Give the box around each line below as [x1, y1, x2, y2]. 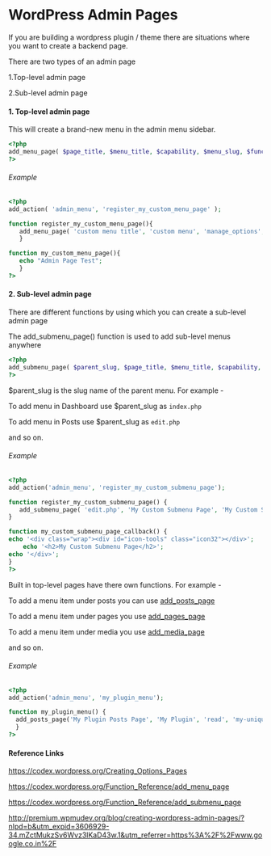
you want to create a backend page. [8, 40, 128, 50]
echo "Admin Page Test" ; [19, 257, 103, 265]
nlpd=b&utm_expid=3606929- [8, 822, 110, 832]
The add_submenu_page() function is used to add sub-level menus [8, 331, 231, 341]
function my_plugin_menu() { [8, 708, 106, 716]
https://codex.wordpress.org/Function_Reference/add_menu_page [8, 782, 230, 791]
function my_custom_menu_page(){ [8, 249, 121, 258]
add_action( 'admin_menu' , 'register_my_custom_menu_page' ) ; [8, 205, 222, 213]
